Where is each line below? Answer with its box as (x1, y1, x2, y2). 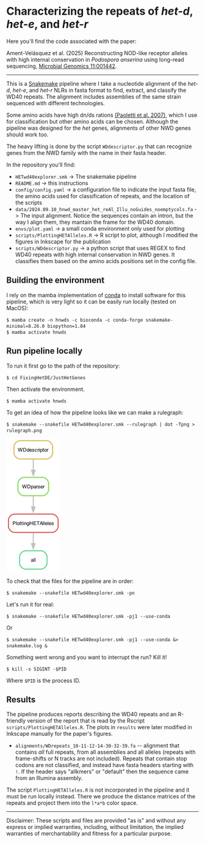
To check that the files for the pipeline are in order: (6, 577, 134, 585)
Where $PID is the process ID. (6, 677, 81, 684)
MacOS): (6, 304, 29, 311)
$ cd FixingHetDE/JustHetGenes (6, 374, 86, 381)
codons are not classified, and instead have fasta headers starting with (15, 762, 194, 769)
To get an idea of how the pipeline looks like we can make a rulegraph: (6, 409, 184, 416)
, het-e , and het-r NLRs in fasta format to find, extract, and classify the (9, 86, 187, 94)
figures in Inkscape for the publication (15, 237, 111, 245)
